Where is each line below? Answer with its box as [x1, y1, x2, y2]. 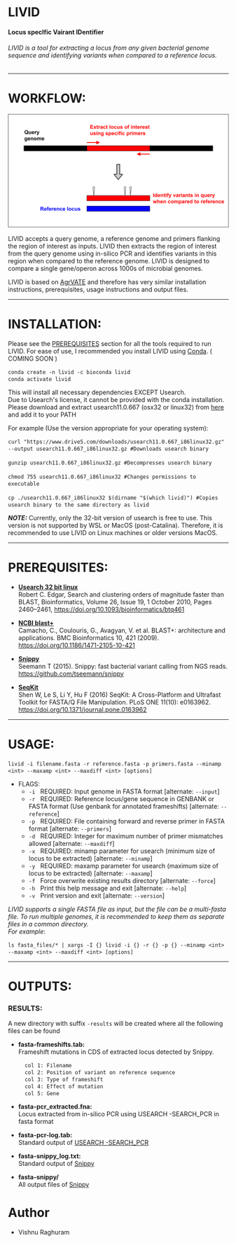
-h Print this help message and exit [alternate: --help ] [28, 884, 187, 892]
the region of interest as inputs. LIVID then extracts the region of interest [8, 242, 217, 250]
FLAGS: [18, 779, 41, 788]
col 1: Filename [25, 1062, 72, 1069]
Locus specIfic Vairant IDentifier [8, 27, 104, 36]
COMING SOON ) [8, 354, 58, 363]
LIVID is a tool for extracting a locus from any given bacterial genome [8, 43, 209, 53]
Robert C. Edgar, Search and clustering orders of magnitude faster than [18, 590, 225, 599]
